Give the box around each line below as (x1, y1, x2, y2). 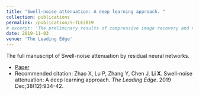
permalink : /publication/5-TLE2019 (6, 19, 94, 25)
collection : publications (6, 14, 70, 20)
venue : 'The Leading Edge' (6, 36, 73, 42)
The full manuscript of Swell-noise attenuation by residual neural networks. (6, 53, 190, 59)
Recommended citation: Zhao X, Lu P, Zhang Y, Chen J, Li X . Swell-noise (14, 70, 192, 77)
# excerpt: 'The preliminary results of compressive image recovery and (6, 25, 190, 31)
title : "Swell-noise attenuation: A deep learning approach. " (6, 8, 166, 15)
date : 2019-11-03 (6, 31, 49, 37)
